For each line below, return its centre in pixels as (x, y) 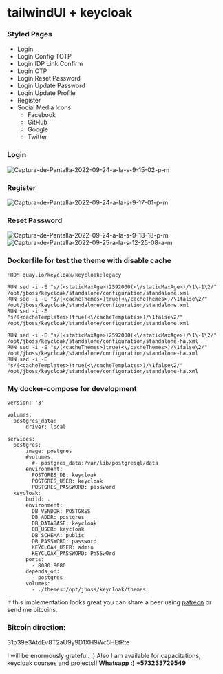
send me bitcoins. (32, 609)
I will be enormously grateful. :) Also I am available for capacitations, (104, 656)
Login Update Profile (46, 93)
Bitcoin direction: (36, 627)
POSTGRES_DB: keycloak (64, 475)
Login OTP (32, 71)
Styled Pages (30, 34)
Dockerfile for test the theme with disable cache (89, 261)
